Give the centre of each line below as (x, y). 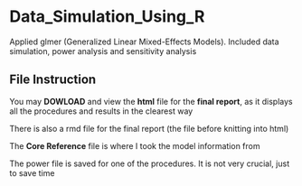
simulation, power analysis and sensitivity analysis (103, 51)
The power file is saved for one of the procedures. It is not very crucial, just (150, 163)
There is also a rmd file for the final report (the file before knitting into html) (149, 128)
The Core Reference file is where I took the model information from (135, 145)
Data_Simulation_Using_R (107, 17)
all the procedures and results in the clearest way (101, 111)
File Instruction (53, 80)
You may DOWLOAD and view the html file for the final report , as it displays (151, 101)
